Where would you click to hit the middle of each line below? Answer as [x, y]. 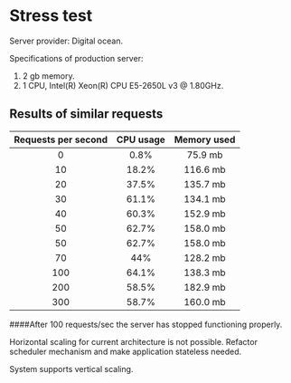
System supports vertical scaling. [71, 369]
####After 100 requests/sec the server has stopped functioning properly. [146, 324]
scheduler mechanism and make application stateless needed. [126, 351]
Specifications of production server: [76, 58]
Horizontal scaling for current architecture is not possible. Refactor [133, 341]
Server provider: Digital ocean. [66, 41]
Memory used [205, 139]
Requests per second [61, 139]
